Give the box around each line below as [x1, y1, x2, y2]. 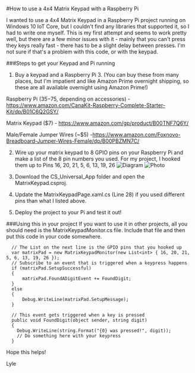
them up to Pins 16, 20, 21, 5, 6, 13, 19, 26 [14, 162, 115, 168]
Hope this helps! [6, 349, 46, 356]
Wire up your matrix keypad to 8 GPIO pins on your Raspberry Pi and [14, 149, 183, 156]
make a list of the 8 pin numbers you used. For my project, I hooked [14, 155, 180, 162]
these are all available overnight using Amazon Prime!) [14, 84, 149, 91]
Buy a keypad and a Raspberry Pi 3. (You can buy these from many [14, 71, 180, 78]
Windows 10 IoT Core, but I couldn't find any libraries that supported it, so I [6, 23, 190, 30]
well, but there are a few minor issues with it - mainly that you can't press [6, 36, 185, 42]
